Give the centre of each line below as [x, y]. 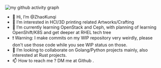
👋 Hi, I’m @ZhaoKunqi [34, 17]
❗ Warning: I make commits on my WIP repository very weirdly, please [82, 38]
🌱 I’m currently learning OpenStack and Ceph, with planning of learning [84, 27]
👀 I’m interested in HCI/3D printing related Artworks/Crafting [73, 22]
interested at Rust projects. [40, 55]
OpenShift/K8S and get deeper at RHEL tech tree [62, 32]
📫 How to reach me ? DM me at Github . [53, 60]
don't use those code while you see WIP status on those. [70, 45]
